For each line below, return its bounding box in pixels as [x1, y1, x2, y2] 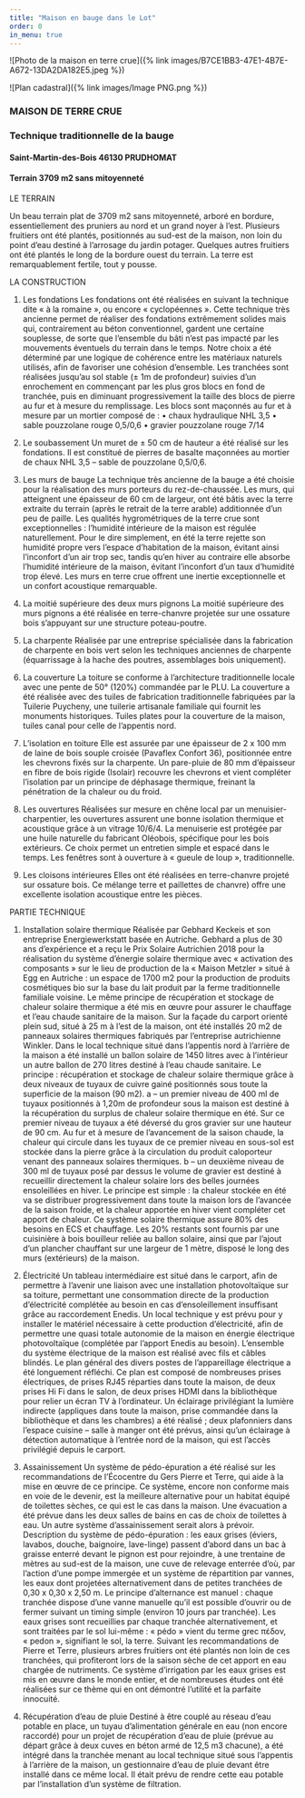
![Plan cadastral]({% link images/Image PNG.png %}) [9, 83, 208, 94]
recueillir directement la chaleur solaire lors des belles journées [22, 1175, 261, 1186]
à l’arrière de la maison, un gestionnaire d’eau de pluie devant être [22, 1760, 270, 1771]
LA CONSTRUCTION [9, 276, 86, 287]
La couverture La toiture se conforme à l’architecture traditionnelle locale [22, 672, 295, 683]
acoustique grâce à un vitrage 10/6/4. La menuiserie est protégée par [22, 824, 283, 834]
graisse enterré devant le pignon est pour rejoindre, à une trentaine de [22, 1549, 286, 1560]
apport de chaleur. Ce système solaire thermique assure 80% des [22, 1214, 270, 1225]
